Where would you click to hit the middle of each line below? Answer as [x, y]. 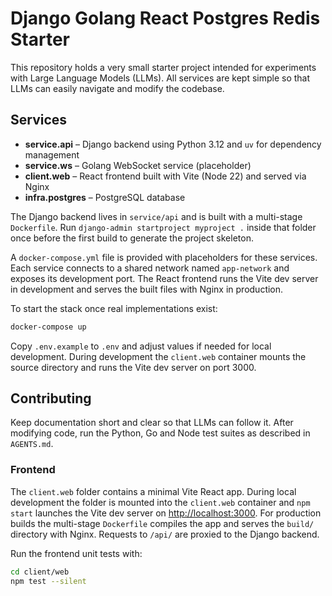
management [52, 154]
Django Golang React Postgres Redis [165, 18]
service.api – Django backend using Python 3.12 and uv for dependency [173, 144]
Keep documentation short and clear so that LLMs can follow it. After [152, 423]
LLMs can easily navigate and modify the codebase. [117, 88]
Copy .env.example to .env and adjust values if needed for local [141, 346]
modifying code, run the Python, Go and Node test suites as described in [160, 433]
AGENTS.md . [32, 444]
